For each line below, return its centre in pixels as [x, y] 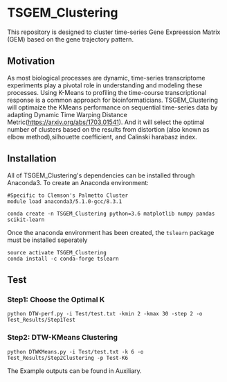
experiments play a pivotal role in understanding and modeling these [105, 85]
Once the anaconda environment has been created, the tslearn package [111, 232]
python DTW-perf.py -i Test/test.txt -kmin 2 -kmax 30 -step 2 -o [105, 314]
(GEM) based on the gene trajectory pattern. [70, 39]
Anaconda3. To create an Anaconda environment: [78, 182]
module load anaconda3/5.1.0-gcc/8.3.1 [65, 201]
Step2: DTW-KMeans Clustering [63, 338]
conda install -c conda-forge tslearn [63, 259]
